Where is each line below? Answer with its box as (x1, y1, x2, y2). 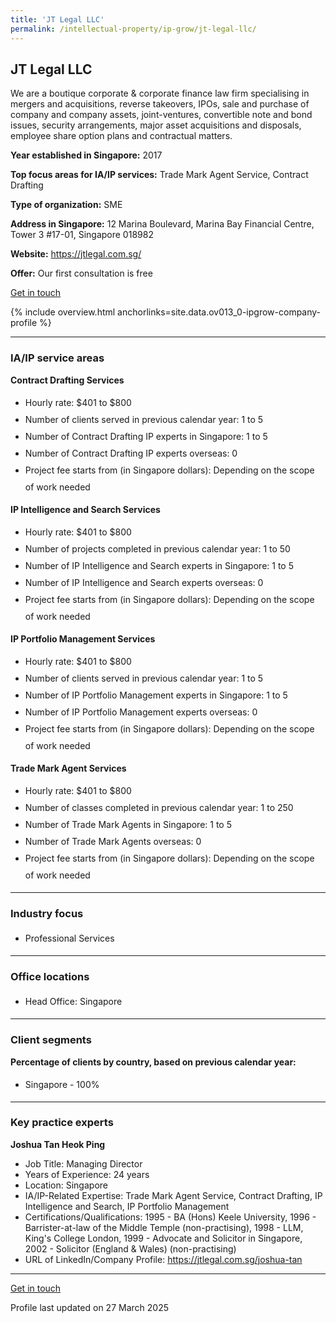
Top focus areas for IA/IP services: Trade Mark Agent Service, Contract (10, 169, 309, 181)
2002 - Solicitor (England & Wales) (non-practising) (24, 1242, 237, 1255)
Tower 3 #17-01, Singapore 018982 (10, 229, 154, 241)
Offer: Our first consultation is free (10, 267, 153, 280)
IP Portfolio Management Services (10, 632, 156, 645)
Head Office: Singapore (24, 996, 123, 1008)
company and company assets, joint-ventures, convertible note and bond (10, 109, 313, 121)
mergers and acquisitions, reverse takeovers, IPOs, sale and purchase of (10, 98, 310, 110)
